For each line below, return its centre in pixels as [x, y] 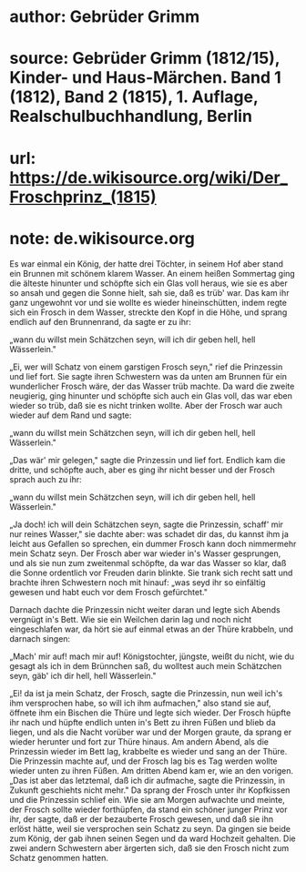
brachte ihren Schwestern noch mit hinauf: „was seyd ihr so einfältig [138, 582]
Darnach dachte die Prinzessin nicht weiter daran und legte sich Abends [145, 609]
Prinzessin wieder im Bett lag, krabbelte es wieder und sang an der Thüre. [148, 751]
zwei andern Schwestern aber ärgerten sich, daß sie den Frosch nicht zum [149, 847]
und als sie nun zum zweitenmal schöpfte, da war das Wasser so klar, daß [148, 563]
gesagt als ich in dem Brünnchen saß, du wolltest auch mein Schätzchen [146, 665]
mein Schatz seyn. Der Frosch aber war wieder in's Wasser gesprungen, [145, 553]
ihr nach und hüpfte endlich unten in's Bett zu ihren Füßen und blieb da [143, 722]
